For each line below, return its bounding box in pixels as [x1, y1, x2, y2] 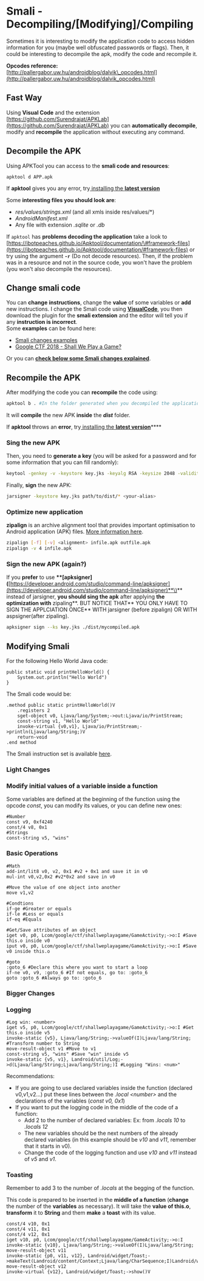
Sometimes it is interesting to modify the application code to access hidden [6, 37, 195, 44]
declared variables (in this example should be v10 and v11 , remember [24, 1135, 197, 1143]
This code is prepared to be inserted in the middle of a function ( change [6, 1196, 189, 1204]
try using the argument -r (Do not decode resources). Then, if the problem [6, 252, 193, 259]
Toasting [6, 1170, 33, 1179]
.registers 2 [17, 707, 50, 714]
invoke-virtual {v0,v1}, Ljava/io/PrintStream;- [17, 723, 143, 730]
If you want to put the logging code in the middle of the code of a [15, 1103, 178, 1111]
